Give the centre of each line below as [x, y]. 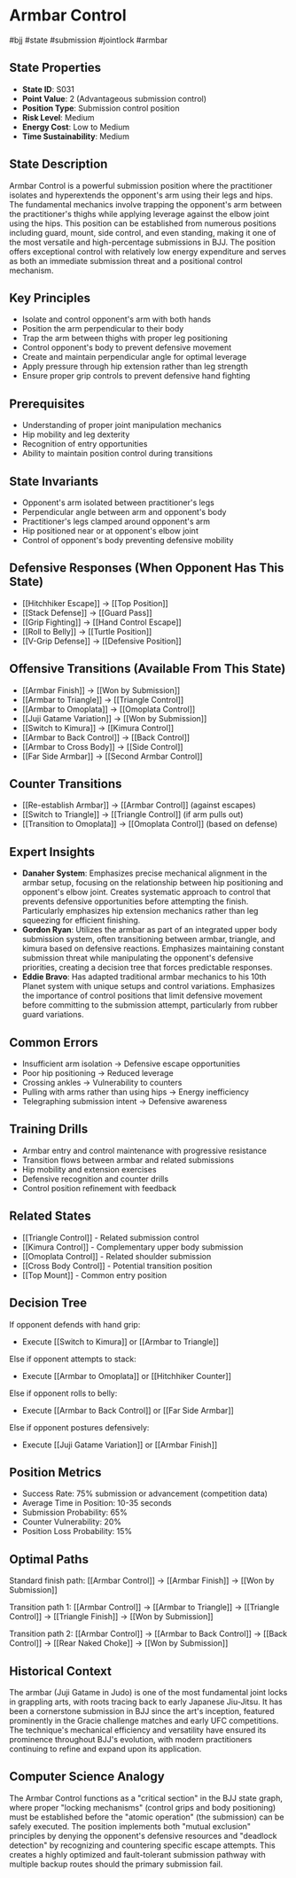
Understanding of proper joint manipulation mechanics [121, 425]
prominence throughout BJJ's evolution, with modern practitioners [131, 1739]
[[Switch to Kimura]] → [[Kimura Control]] [98, 728]
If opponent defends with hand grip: [75, 1324]
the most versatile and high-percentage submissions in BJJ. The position [143, 242]
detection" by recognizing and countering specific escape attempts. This [143, 1845]
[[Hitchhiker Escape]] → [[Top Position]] [95, 603]
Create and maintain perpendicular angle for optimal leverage [134, 357]
